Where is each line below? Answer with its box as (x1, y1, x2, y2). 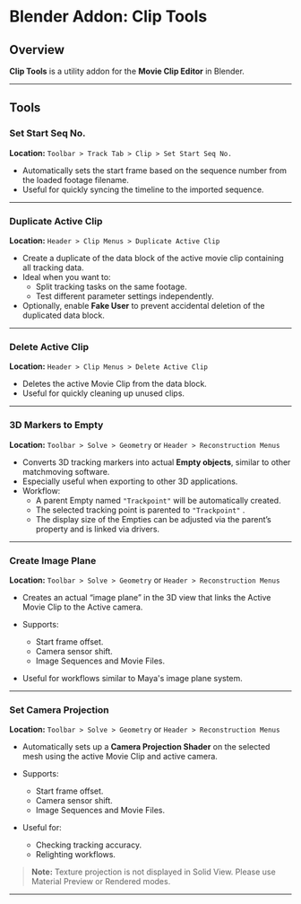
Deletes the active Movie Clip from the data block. (21, 379, 208, 390)
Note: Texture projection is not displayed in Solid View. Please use (30, 866, 276, 877)
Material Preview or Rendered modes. (30, 876, 171, 887)
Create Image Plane (9, 554, 97, 566)
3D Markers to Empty (9, 419, 104, 432)
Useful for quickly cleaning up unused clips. (21, 388, 185, 399)
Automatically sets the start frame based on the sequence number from (21, 164, 287, 176)
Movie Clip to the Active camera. (21, 601, 143, 612)
